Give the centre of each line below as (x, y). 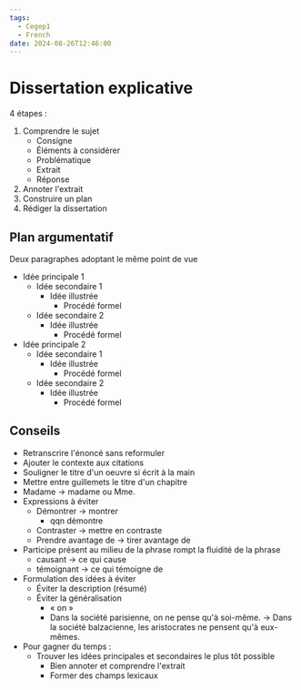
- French (34, 35)
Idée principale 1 (53, 277)
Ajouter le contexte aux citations (83, 462)
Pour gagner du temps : (67, 646)
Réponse (53, 179)
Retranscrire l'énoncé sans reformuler (94, 452)
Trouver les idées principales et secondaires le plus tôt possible (156, 655)
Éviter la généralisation (79, 598)
